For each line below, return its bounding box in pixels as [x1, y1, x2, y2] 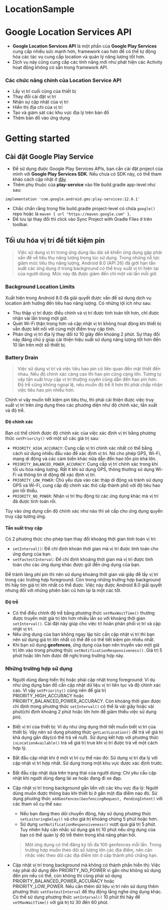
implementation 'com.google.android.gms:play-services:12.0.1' [5, 197, 140, 202]
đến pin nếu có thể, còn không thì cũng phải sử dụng [12, 872, 122, 878]
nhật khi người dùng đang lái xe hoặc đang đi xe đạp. [12, 775, 122, 781]
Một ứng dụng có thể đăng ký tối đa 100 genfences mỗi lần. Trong [25, 841, 161, 847]
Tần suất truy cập [5, 525, 43, 531]
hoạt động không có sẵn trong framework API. [12, 64, 109, 71]
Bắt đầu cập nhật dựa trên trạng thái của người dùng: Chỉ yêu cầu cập [12, 770, 157, 776]
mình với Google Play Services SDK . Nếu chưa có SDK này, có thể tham [12, 171, 162, 177]
